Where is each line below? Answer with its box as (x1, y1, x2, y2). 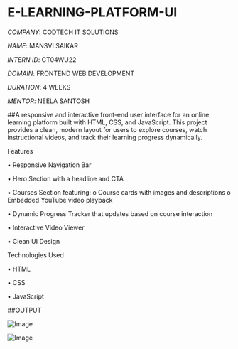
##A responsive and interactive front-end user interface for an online (7, 110, 210, 119)
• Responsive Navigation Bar (7, 161, 92, 169)
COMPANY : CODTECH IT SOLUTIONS (7, 28, 119, 36)
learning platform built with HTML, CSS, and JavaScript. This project (7, 118, 207, 127)
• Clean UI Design (7, 237, 60, 245)
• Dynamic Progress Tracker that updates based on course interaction (7, 209, 213, 218)
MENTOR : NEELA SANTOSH (7, 97, 90, 105)
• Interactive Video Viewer (7, 223, 85, 232)
